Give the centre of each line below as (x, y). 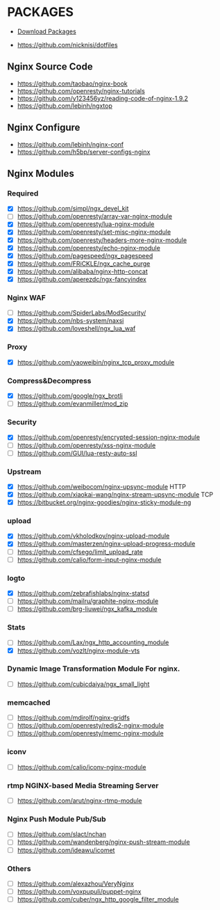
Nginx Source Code (50, 67)
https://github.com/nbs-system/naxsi (70, 321)
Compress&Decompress (49, 381)
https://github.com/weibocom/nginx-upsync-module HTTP (101, 486)
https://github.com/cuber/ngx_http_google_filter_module (98, 900)
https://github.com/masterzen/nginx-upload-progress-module (106, 544)
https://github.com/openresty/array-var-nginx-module (94, 216)
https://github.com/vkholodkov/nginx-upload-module (93, 536)
